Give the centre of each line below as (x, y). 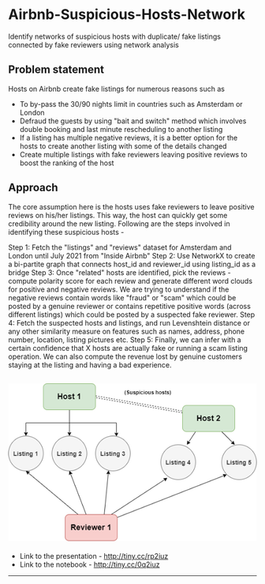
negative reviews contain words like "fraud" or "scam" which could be (122, 297)
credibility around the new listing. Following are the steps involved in (119, 224)
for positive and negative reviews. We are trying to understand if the (119, 289)
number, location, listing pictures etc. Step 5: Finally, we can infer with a (125, 339)
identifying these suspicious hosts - (66, 232)
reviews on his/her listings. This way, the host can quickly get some (118, 215)
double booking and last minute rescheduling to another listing (121, 129)
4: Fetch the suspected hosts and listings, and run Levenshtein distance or (129, 322)
